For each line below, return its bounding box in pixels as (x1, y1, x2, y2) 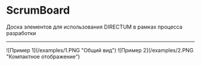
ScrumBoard (6, 4, 70, 17)
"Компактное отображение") (6, 53, 80, 60)
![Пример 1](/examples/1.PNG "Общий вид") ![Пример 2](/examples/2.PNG (6, 46, 194, 54)
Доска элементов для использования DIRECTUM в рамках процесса (6, 23, 182, 30)
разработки (6, 29, 36, 36)
